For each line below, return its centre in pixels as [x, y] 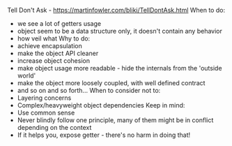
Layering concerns [44, 98]
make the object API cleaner [58, 53]
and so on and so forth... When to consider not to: [89, 90]
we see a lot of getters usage [59, 23]
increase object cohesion [54, 61]
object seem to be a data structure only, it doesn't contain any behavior [120, 31]
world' [26, 75]
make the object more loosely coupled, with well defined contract [111, 83]
